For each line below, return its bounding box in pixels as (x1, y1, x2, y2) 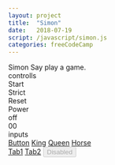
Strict (8, 88, 26, 97)
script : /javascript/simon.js (8, 33, 108, 42)
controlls (8, 71, 37, 81)
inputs (8, 129, 29, 139)
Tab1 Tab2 (8, 147, 42, 156)
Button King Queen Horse (8, 138, 92, 148)
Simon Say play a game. (8, 62, 87, 72)
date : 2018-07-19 (8, 26, 72, 34)
